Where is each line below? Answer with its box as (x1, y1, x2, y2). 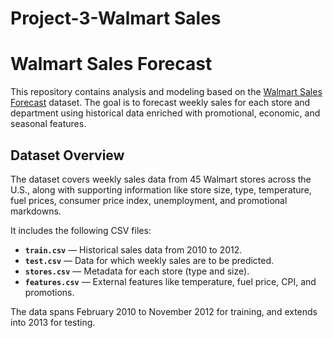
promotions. (24, 286, 75, 298)
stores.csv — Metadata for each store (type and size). (24, 265, 250, 277)
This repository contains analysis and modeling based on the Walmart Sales (10, 86, 323, 98)
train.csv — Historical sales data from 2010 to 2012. (24, 243, 243, 256)
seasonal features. (10, 118, 87, 130)
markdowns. (10, 205, 62, 217)
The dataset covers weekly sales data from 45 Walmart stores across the (10, 173, 312, 185)
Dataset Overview (10, 147, 125, 164)
